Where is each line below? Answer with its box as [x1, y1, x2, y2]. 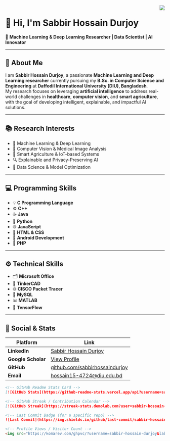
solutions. [5, 104, 26, 110]
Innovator [5, 39, 26, 45]
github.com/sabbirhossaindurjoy [50, 364, 128, 371]
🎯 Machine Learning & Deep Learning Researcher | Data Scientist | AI [5, 34, 153, 40]
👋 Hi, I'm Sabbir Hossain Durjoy [5, 17, 139, 29]
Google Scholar [8, 356, 46, 363]
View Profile [50, 356, 79, 363]
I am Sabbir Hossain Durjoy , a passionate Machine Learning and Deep [5, 72, 154, 78]
